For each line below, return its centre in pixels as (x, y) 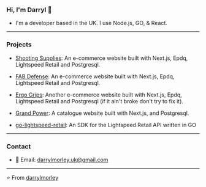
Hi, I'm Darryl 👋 (29, 10)
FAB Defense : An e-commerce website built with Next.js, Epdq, (95, 76)
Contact (19, 146)
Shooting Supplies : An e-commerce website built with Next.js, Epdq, (101, 58)
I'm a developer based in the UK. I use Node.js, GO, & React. (91, 23)
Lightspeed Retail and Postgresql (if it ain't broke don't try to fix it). (99, 101)
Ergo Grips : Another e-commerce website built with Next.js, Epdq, (98, 95)
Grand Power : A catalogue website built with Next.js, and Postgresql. (102, 113)
